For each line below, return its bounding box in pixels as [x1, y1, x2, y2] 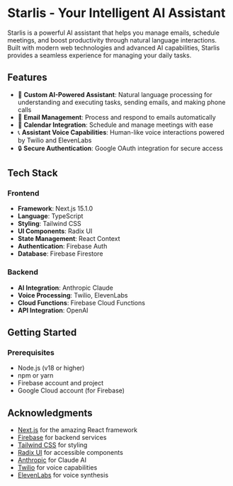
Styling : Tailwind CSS [17, 220, 81, 228]
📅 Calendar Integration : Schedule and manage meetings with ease [17, 120, 214, 129]
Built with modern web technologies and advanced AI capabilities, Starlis [7, 43, 220, 52]
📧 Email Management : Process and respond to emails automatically [17, 113, 216, 121]
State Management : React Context [17, 234, 120, 243]
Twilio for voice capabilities [17, 463, 98, 472]
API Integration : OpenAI [17, 306, 89, 315]
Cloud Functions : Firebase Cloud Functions [17, 298, 145, 307]
